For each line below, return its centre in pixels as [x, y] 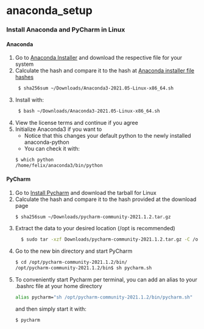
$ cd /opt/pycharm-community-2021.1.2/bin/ [71, 262]
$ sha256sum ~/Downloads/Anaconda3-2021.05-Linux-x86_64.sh [96, 88]
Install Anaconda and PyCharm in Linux [66, 30]
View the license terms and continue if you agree [76, 123]
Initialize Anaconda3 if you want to [58, 129]
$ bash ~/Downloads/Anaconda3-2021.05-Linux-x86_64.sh [89, 111]
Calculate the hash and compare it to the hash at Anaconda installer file [105, 71]
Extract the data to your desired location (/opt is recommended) [95, 228]
